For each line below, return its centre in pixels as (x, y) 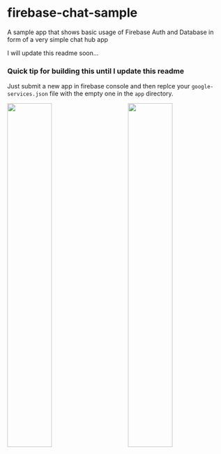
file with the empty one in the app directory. (112, 94)
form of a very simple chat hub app (58, 39)
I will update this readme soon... (53, 53)
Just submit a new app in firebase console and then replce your (99, 86)
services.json (28, 94)
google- (203, 87)
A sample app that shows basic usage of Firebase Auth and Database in (110, 32)
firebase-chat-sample (73, 13)
